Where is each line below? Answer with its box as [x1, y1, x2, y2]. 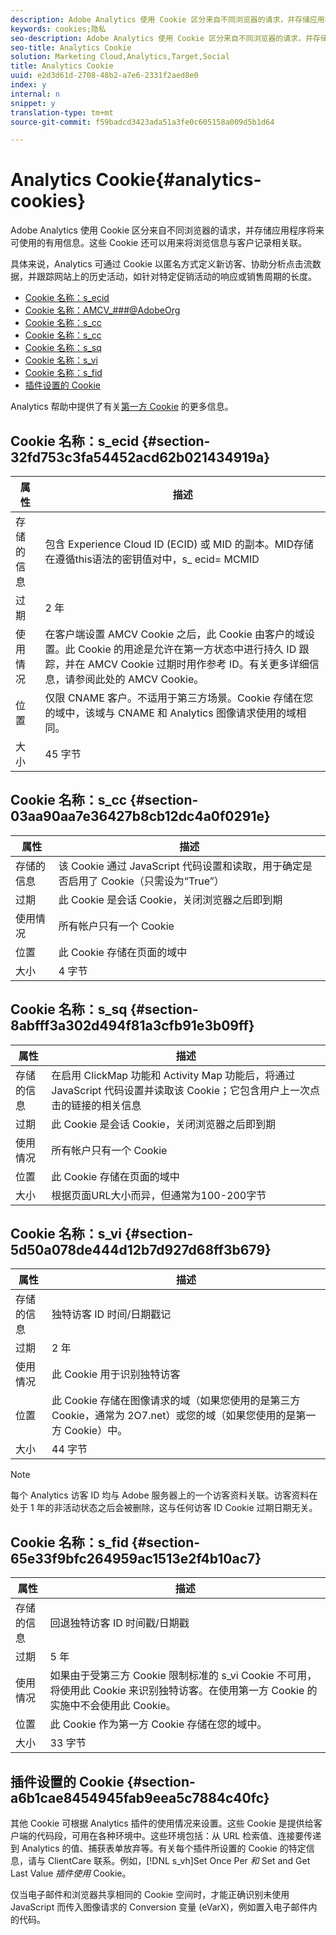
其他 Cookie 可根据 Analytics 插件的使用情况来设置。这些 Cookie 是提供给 [10, 1817, 314, 1830]
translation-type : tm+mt [10, 107, 114, 118]
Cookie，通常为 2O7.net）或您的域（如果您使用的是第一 [51, 1409, 317, 1423]
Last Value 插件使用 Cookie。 [10, 1867, 132, 1880]
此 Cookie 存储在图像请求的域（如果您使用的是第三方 [51, 1394, 301, 1408]
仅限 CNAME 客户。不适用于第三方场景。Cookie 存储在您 [44, 691, 314, 705]
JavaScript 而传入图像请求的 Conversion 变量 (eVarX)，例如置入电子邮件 [10, 1901, 309, 1913]
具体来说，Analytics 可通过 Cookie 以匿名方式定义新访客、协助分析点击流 [10, 258, 313, 270]
